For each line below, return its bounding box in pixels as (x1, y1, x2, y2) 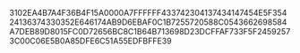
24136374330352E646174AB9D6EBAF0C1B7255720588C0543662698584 (9, 17, 287, 27)
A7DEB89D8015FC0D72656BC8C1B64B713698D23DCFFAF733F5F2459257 (9, 26, 291, 36)
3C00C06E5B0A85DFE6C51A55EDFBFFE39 (9, 35, 172, 46)
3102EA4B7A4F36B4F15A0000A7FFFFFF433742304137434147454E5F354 (9, 8, 287, 18)
